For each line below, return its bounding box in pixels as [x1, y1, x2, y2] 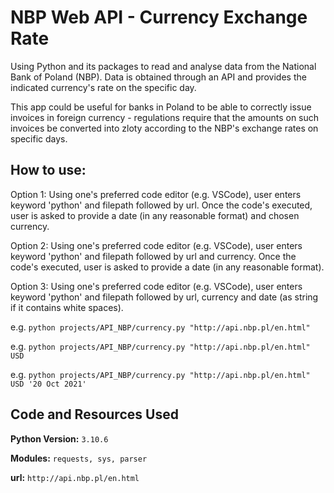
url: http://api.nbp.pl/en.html [10, 471, 140, 483]
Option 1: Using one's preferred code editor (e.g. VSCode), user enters [10, 188, 302, 200]
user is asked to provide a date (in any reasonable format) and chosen [10, 209, 300, 221]
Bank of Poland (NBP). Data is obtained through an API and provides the [10, 71, 307, 83]
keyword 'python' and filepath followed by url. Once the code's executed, [10, 199, 313, 211]
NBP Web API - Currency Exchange [10, 6, 308, 29]
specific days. [10, 132, 68, 145]
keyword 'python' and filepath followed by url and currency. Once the [10, 250, 297, 262]
